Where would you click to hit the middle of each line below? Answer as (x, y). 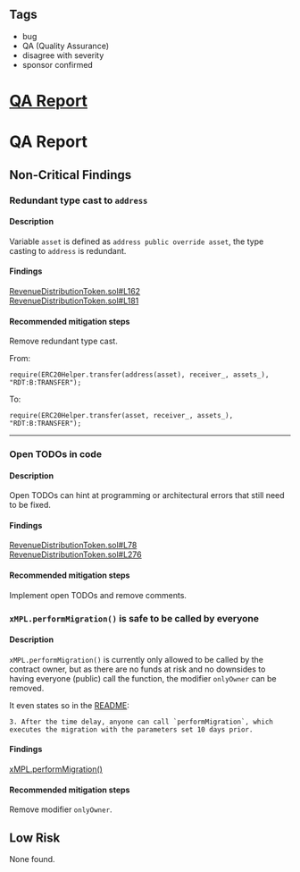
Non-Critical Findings (71, 175)
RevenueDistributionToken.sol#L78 (73, 546)
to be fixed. (30, 505)
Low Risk (35, 838)
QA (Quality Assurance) (66, 46)
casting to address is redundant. (68, 250)
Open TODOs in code (56, 454)
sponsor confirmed (58, 64)
